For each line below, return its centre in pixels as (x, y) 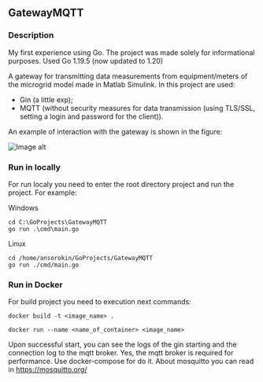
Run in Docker (35, 285)
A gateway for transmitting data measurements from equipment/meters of (128, 76)
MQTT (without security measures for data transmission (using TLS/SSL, (137, 108)
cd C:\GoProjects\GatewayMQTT (58, 222)
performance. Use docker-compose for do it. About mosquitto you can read (131, 362)
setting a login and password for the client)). (91, 116)
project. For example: (43, 193)
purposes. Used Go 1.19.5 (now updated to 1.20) (86, 61)
